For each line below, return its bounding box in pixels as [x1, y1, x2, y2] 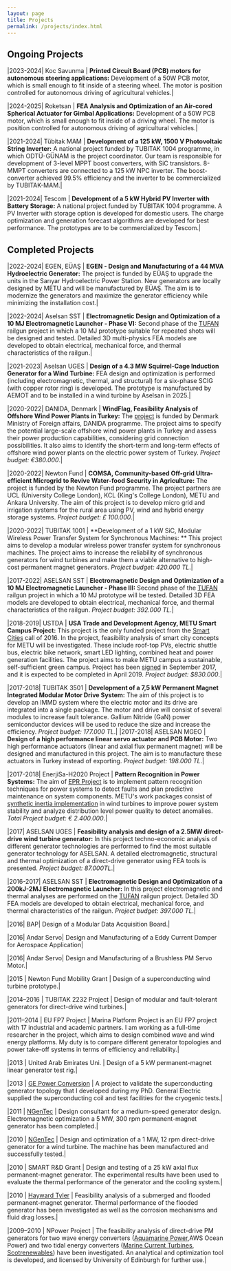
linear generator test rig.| [7, 1066, 78, 1074]
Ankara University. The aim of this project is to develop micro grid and [7, 499, 206, 506]
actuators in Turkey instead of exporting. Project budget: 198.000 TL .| [7, 757, 205, 765]
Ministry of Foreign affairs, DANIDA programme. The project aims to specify [7, 420, 222, 427]
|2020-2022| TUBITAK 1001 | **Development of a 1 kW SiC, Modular [7, 526, 201, 535]
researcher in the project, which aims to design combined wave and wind [7, 1031, 215, 1039]
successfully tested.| [7, 1150, 67, 1158]
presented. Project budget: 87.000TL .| [7, 864, 115, 872]
